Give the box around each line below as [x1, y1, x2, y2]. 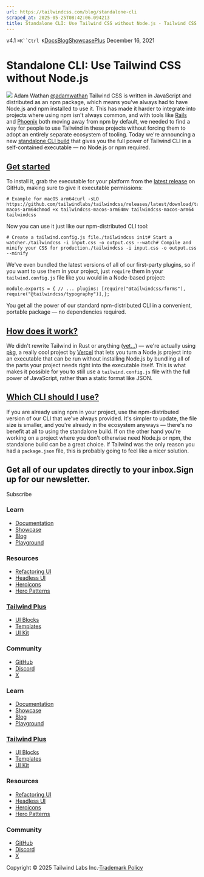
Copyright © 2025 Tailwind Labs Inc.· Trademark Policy [6, 864, 143, 871]
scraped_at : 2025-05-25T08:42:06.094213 [6, 15, 110, 21]
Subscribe [6, 490, 32, 498]
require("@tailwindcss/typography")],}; [6, 291, 110, 297]
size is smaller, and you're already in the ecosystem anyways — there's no [6, 421, 192, 428]
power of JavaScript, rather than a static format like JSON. [6, 374, 153, 381]
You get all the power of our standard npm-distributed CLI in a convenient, [6, 302, 192, 309]
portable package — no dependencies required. [6, 308, 126, 315]
